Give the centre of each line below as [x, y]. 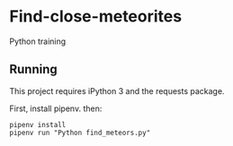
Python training [38, 41]
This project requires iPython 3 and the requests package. [117, 90]
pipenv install [38, 125]
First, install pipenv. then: [56, 108]
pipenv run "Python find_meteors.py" [80, 133]
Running [34, 69]
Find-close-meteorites [96, 17]
